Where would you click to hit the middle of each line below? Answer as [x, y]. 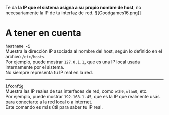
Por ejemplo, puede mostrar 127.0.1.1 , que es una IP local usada [73, 62]
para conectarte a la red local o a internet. [49, 102]
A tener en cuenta [43, 33]
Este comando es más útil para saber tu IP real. [54, 107]
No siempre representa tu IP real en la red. [49, 72]
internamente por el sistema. [35, 67]
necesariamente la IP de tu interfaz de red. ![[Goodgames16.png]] [73, 13]
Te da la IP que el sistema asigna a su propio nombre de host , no [73, 7]
